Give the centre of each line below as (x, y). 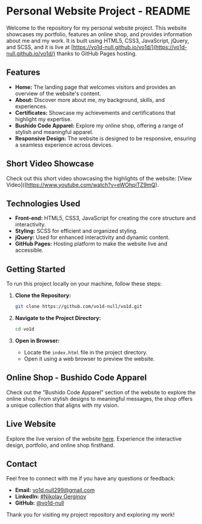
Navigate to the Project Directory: (58, 318)
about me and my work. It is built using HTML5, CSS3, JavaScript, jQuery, (98, 40)
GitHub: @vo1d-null (39, 503)
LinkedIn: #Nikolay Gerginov (50, 497)
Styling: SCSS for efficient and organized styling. (76, 231)
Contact (22, 464)
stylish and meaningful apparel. (54, 132)
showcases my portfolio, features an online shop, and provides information (99, 34)
